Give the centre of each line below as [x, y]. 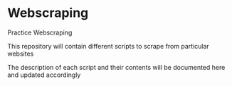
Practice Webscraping [40, 32]
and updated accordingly [44, 75]
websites [21, 54]
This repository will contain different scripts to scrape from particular [109, 46]
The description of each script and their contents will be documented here [116, 67]
